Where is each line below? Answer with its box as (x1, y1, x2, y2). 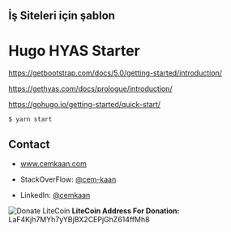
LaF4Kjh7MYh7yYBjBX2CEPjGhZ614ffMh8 (8, 215, 150, 225)
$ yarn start (8, 115, 53, 123)
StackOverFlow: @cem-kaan (19, 174, 117, 184)
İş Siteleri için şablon (8, 9, 116, 23)
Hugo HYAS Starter (8, 41, 140, 60)
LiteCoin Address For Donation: (71, 206, 180, 216)
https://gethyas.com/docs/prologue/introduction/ (8, 84, 173, 94)
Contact (8, 137, 50, 151)
